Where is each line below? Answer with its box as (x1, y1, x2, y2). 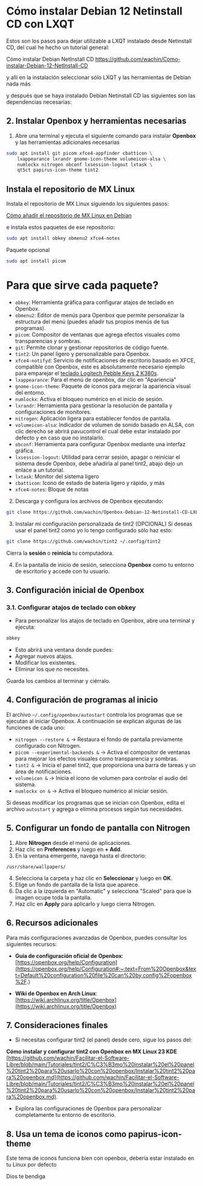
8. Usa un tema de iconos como (6, 1129, 127, 1139)
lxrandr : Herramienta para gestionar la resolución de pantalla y (14, 402, 173, 409)
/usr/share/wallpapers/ (6, 864, 66, 870)
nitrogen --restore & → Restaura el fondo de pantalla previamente (14, 736, 183, 743)
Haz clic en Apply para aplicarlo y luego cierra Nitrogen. (14, 900, 156, 907)
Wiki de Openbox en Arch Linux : (14, 989, 98, 997)
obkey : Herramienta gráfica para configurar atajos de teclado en (14, 299, 174, 306)
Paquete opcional (6, 246, 50, 253)
